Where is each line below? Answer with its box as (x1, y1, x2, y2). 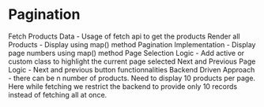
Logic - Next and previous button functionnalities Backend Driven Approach (8, 65, 255, 74)
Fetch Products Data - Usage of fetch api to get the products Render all (8, 31, 240, 41)
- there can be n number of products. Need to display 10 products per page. (8, 73, 255, 83)
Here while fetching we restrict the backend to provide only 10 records (8, 81, 238, 91)
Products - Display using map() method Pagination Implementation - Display (8, 39, 256, 49)
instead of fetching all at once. (8, 90, 107, 99)
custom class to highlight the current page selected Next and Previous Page (8, 57, 256, 66)
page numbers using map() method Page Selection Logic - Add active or (8, 48, 245, 57)
